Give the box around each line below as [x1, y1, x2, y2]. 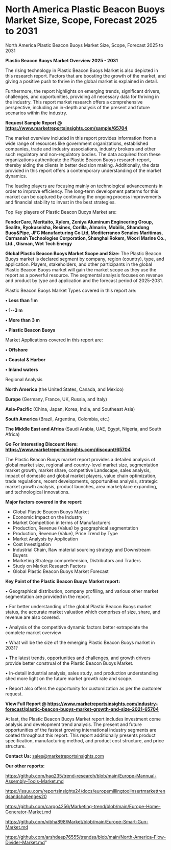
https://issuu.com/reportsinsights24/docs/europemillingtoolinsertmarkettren [5, 788, 166, 794]
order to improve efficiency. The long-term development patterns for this [5, 188, 158, 194]
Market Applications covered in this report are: [5, 337, 103, 343]
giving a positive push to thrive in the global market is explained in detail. [5, 78, 158, 84]
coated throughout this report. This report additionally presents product [5, 732, 156, 738]
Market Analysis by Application [12, 536, 78, 542]
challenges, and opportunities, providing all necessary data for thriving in [5, 93, 159, 99]
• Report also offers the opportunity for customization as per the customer [5, 685, 162, 691]
